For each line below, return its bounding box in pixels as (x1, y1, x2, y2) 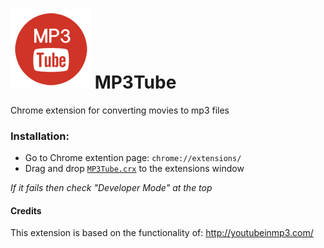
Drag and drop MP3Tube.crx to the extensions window (24, 163, 245, 175)
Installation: (10, 129, 70, 143)
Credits (10, 204, 42, 217)
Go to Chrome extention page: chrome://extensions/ (24, 152, 242, 164)
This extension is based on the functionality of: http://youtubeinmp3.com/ (10, 227, 314, 239)
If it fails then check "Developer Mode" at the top (10, 182, 213, 194)
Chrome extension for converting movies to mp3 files (10, 104, 230, 116)
